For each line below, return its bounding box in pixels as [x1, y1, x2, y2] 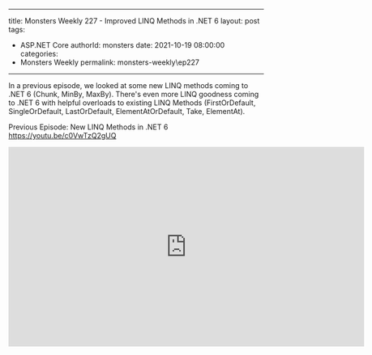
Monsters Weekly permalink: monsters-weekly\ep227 [19, 57, 200, 67]
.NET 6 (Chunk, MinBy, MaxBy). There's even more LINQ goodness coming [8, 90, 259, 99]
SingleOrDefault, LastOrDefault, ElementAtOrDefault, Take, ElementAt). [8, 107, 246, 116]
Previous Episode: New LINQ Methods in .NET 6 [8, 122, 169, 132]
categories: [19, 49, 58, 58]
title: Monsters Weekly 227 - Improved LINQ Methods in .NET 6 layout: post [8, 16, 260, 25]
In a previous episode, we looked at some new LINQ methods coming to [8, 81, 249, 90]
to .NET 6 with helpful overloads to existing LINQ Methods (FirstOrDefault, [8, 98, 256, 108]
